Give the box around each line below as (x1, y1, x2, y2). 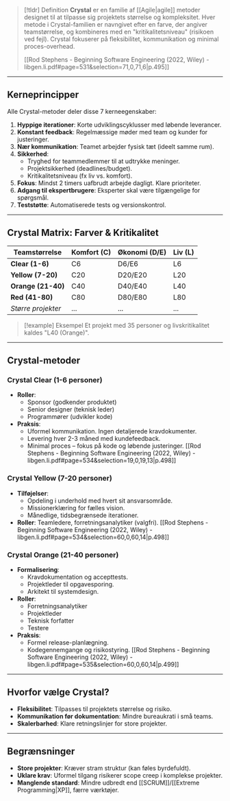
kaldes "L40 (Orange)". (23, 328, 90, 337)
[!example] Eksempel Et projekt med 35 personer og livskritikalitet (23, 321, 210, 329)
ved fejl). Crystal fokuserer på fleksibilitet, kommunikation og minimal (23, 35, 219, 43)
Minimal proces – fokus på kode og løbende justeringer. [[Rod (27, 442, 201, 450)
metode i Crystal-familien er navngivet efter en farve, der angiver (23, 21, 207, 28)
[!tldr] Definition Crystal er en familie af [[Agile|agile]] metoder (23, 6, 201, 14)
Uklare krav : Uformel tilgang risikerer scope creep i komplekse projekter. (16, 771, 223, 779)
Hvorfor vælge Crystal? (7, 686, 110, 698)
